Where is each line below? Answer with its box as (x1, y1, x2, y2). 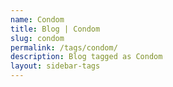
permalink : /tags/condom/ (10, 42, 118, 53)
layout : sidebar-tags (10, 61, 101, 71)
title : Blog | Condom (10, 24, 101, 34)
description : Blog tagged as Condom (10, 52, 163, 62)
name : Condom (10, 14, 65, 25)
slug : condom (10, 33, 65, 43)
